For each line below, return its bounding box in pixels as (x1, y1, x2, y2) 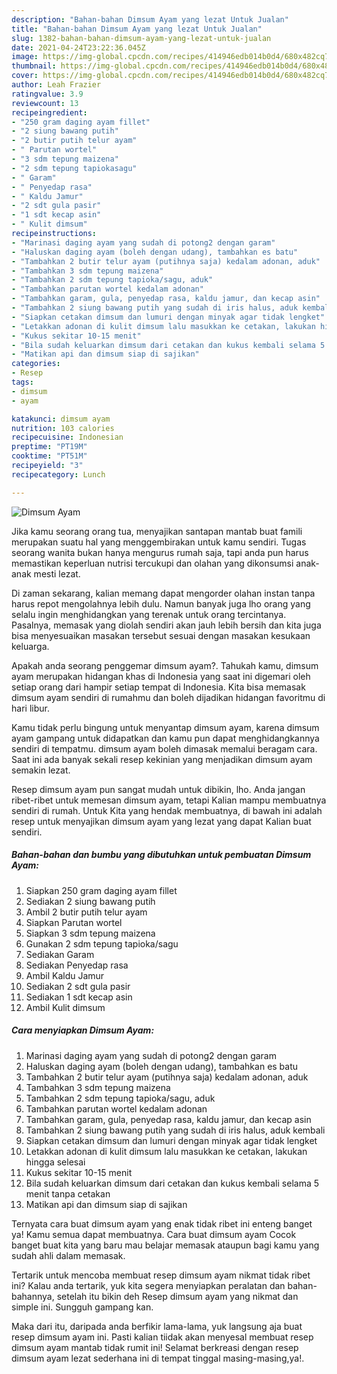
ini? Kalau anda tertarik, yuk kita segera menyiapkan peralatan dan (11, 1279, 286, 1291)
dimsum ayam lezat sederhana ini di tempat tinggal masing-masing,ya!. (11, 1352, 305, 1364)
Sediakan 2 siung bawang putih (25, 895, 156, 907)
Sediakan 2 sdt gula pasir (25, 980, 131, 992)
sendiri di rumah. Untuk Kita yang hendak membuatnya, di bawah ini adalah (11, 804, 323, 816)
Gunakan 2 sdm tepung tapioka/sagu (25, 937, 179, 950)
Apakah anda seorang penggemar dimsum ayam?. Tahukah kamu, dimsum (11, 659, 319, 671)
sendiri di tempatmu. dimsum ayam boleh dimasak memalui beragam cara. (11, 742, 318, 755)
